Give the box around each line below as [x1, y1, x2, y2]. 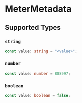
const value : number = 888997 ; [5, 71, 71, 76]
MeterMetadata [5, 3, 72, 15]
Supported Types [5, 23, 61, 32]
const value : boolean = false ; [5, 93, 71, 98]
